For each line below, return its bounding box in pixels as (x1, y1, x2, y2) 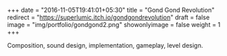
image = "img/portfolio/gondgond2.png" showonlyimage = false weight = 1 (7, 21, 221, 28)
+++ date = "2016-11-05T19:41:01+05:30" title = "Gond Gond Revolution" (7, 6, 215, 14)
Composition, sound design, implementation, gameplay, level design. (7, 41, 203, 49)
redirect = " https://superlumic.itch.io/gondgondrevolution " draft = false (7, 13, 210, 21)
